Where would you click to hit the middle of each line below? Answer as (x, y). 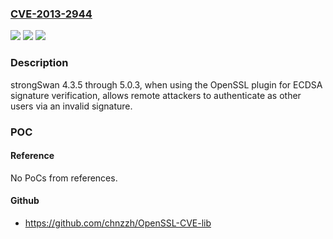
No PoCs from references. (64, 178)
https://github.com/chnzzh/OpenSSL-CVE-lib (118, 223)
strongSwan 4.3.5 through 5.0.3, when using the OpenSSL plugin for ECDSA (166, 84)
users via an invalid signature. (71, 106)
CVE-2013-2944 (51, 14)
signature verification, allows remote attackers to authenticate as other (156, 95)
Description (39, 63)
